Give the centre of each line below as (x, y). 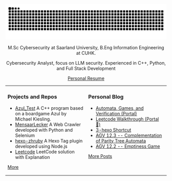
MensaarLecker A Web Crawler (48, 124)
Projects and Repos (32, 97)
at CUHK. (86, 53)
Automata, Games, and (120, 108)
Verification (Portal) (116, 113)
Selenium (25, 135)
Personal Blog (106, 97)
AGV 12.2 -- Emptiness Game (128, 146)
